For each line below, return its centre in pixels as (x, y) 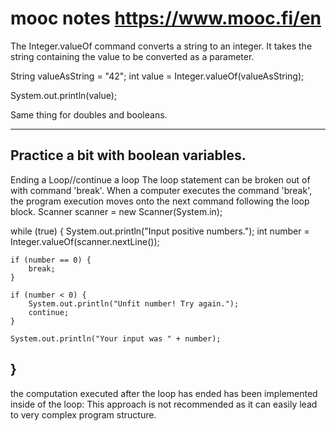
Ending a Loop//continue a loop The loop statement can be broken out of (160, 179)
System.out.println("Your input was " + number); (116, 338)
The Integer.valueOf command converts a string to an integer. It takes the (161, 46)
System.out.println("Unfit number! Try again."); (134, 303)
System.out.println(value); (64, 95)
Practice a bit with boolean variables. (128, 155)
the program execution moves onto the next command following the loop (160, 201)
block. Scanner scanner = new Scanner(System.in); (116, 211)
